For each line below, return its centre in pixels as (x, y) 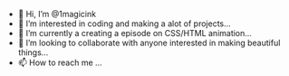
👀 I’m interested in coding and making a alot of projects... (124, 24)
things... (33, 52)
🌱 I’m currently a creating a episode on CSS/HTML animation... (135, 33)
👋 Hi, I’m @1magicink (57, 14)
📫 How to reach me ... (60, 62)
